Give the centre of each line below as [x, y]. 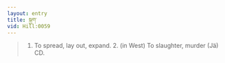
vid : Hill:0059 [29, 26]
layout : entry [27, 13]
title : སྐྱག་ [22, 20]
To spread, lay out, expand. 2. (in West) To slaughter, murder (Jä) [126, 46]
